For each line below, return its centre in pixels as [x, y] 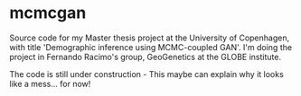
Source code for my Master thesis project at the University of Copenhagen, [150, 38]
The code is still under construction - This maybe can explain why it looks [147, 74]
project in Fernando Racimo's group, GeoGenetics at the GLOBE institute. [146, 57]
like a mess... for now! [50, 83]
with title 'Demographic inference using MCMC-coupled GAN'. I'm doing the [150, 47]
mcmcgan [48, 13]
